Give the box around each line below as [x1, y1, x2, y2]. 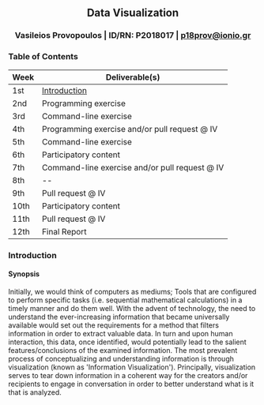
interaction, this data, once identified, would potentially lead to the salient [8, 337, 247, 347]
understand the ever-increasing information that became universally [8, 312, 230, 321]
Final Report [42, 226, 87, 237]
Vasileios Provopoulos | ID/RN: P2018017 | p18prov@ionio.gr [14, 30, 251, 41]
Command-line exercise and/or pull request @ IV [42, 162, 224, 173]
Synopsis [8, 269, 40, 279]
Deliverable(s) [105, 71, 160, 82]
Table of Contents [8, 51, 79, 62]
